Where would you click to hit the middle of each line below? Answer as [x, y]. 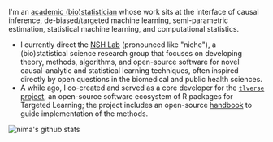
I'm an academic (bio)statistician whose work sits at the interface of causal [134, 12]
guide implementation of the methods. [84, 114]
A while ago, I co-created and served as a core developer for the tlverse [142, 88]
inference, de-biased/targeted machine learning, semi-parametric [119, 20]
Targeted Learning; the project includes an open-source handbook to [136, 105]
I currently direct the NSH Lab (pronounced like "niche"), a [118, 45]
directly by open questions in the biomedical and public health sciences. [141, 79]
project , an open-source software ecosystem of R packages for [126, 96]
